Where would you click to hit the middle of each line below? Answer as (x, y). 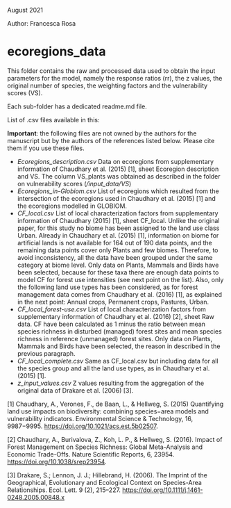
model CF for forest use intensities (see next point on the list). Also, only (120, 279)
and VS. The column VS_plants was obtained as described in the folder (119, 176)
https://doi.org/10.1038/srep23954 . (57, 461)
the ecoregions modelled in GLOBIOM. (72, 206)
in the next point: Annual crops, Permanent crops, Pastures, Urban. (113, 302)
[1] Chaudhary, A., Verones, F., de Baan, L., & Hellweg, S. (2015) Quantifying (115, 404)
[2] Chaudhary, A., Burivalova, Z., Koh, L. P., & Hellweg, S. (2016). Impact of (115, 439)
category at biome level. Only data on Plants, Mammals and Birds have (118, 265)
